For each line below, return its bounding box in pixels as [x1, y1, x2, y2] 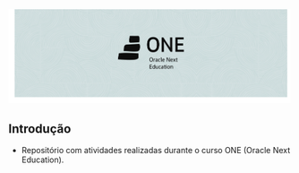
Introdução [8, 121, 72, 136]
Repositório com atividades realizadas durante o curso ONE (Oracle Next [21, 145, 291, 156]
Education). [21, 154, 64, 165]
